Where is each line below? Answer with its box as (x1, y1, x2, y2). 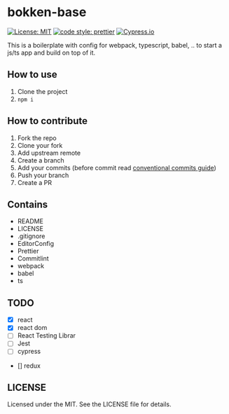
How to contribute (7, 115, 88, 127)
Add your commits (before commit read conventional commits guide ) (17, 163, 217, 172)
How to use (7, 69, 57, 81)
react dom (17, 324, 48, 332)
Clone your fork (17, 141, 63, 149)
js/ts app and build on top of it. (7, 48, 96, 57)
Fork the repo (17, 134, 57, 142)
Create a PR (17, 178, 53, 186)
